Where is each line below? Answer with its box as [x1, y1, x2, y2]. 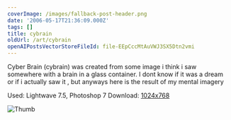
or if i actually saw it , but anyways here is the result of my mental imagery [7, 78, 225, 85]
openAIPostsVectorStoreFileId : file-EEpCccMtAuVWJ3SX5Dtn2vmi [7, 43, 195, 50]
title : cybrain [7, 30, 52, 37]
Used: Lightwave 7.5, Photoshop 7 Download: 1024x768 [7, 91, 170, 100]
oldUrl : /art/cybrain [7, 37, 72, 44]
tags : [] [7, 23, 33, 30]
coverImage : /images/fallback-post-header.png [7, 10, 147, 18]
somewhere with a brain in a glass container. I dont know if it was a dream [7, 70, 223, 78]
